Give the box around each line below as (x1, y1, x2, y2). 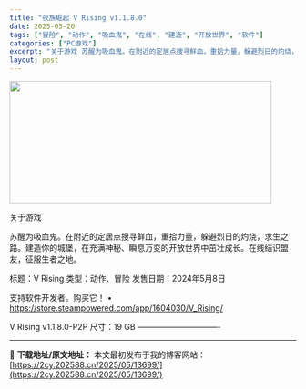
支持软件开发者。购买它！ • (9, 293, 112, 303)
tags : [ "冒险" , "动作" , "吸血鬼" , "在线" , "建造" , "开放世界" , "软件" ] (9, 30, 264, 39)
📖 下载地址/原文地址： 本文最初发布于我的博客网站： (9, 349, 207, 360)
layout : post (9, 55, 59, 65)
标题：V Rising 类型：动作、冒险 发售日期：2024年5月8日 (9, 274, 226, 284)
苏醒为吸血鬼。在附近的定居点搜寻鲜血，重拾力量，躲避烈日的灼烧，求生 (9, 231, 280, 242)
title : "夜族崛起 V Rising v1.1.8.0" (9, 13, 148, 23)
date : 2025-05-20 (9, 22, 76, 31)
